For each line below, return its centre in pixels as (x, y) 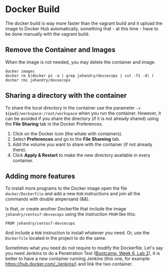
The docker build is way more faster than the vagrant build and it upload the (84, 23)
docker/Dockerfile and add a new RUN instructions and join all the (73, 194)
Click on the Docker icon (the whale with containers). (67, 133)
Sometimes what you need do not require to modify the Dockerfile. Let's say (84, 248)
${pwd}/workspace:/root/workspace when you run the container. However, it (83, 113)
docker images (20, 71)
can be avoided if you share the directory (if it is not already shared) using (82, 118)
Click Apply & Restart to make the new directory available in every (81, 155)
